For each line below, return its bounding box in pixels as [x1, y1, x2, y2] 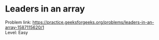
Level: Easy [5, 29, 28, 35]
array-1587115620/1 [5, 24, 45, 30]
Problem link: [5, 19, 32, 25]
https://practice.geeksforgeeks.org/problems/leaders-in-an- [32, 19, 154, 25]
